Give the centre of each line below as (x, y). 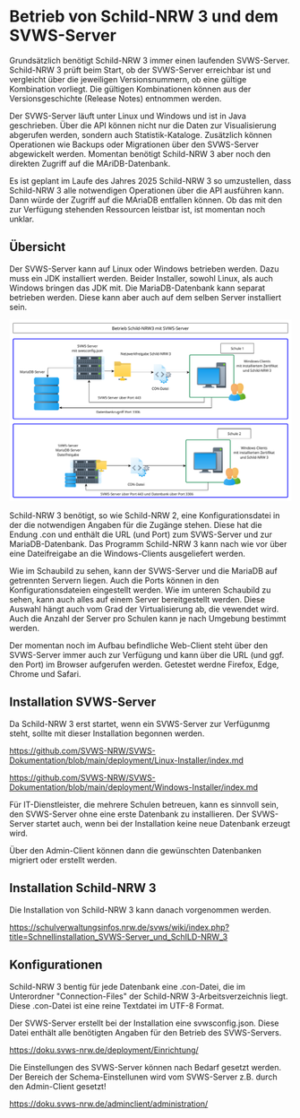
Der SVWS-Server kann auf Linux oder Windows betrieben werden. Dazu (144, 269)
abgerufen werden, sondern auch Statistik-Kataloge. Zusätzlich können (141, 134)
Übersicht (38, 247)
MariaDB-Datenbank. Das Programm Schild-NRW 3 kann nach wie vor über (148, 544)
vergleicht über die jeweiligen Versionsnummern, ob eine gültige (128, 79)
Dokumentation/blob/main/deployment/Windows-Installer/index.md (133, 787)
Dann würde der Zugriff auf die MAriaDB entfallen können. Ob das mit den (146, 200)
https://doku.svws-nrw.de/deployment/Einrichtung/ (104, 1050)
